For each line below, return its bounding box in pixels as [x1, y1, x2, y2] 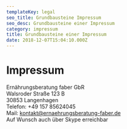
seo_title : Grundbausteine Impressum [6, 15, 102, 21]
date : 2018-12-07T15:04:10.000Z [6, 37, 88, 43]
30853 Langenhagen [6, 96, 59, 103]
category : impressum [6, 26, 59, 32]
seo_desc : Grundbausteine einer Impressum [6, 20, 115, 26]
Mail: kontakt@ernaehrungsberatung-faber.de [6, 109, 121, 116]
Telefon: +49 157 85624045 [6, 103, 76, 110]
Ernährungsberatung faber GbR [6, 83, 85, 91]
